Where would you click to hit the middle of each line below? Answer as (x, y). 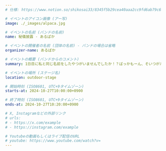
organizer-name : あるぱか (30, 50)
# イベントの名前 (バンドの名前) (35, 32)
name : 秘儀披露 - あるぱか (30, 37)
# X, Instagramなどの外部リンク (35, 113)
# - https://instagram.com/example (42, 127)
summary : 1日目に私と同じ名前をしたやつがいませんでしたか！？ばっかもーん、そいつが (83, 64)
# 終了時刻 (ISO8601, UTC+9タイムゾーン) (45, 100)
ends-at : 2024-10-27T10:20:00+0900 (42, 104)
